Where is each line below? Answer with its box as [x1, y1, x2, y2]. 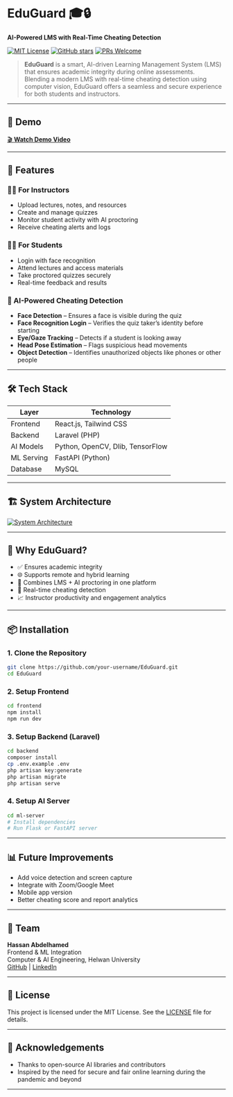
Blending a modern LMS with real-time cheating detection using [24, 74, 207, 83]
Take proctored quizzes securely [17, 271, 112, 279]
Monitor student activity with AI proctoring [17, 216, 139, 224]
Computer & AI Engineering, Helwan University [7, 955, 141, 964]
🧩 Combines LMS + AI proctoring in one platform [17, 578, 157, 587]
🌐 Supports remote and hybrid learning [17, 571, 130, 579]
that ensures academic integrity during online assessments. [24, 67, 196, 76]
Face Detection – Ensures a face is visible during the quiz [17, 312, 182, 320]
